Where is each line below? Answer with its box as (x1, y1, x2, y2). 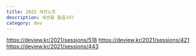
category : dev (6, 20, 43, 26)
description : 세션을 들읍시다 (6, 14, 74, 20)
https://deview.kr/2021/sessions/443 (6, 43, 99, 50)
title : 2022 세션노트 (6, 8, 56, 15)
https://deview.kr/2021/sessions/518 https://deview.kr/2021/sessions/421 (6, 37, 190, 44)
